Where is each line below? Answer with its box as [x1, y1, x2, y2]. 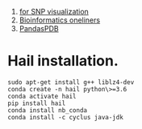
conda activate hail [7, 92, 77, 100]
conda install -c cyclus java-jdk [7, 113, 124, 121]
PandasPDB [19, 24, 59, 33]
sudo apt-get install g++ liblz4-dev [7, 78, 135, 87]
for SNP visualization [19, 7, 90, 16]
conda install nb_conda [7, 106, 88, 115]
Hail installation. [7, 52, 119, 71]
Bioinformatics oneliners [19, 15, 101, 25]
